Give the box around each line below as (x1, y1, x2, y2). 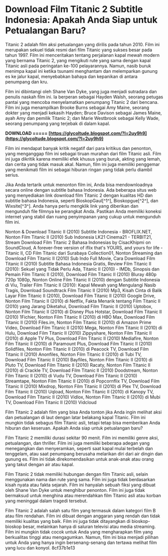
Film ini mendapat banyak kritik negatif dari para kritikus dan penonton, (5, 145, 152, 151)
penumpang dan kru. (5, 79, 49, 85)
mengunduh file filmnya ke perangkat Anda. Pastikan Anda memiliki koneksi (5, 208, 162, 214)
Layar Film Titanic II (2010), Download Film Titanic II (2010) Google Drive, (5, 293, 156, 299)
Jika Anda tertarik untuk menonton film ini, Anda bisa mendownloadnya (5, 182, 153, 188)
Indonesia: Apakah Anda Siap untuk (5, 14, 158, 26)
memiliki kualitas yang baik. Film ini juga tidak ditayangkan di (5, 518, 131, 524)
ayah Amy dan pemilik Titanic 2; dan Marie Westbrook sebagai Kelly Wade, (5, 115, 160, 121)
